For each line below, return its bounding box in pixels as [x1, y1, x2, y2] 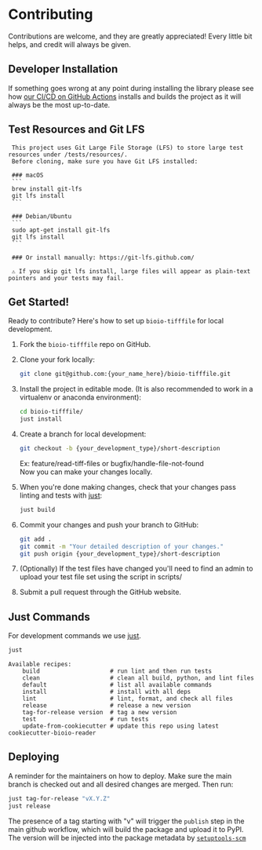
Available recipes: [8, 661, 72, 669]
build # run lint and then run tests [22, 667, 213, 676]
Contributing [8, 5, 93, 24]
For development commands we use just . [8, 631, 141, 640]
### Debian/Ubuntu [11, 212, 72, 221]
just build [19, 505, 56, 513]
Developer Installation [8, 63, 118, 76]
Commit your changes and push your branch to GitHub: [19, 520, 199, 529]
